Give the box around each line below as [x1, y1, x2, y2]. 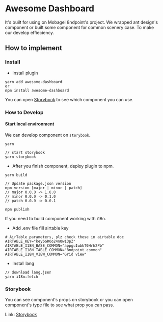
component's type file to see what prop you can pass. [5, 302, 114, 308]
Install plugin [12, 70, 38, 76]
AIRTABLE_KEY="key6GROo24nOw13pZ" [5, 239, 76, 244]
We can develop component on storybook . [5, 132, 91, 138]
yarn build [5, 173, 27, 177]
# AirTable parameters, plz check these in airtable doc [5, 234, 124, 239]
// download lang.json [5, 270, 52, 275]
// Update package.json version [5, 181, 71, 186]
